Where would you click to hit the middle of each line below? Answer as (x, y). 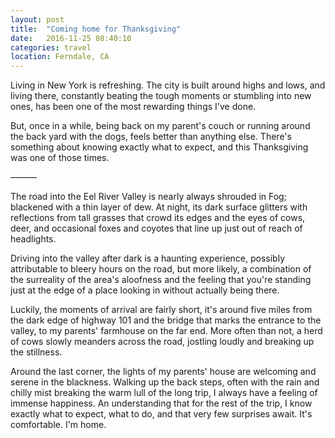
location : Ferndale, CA (60, 57)
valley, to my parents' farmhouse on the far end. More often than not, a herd (166, 331)
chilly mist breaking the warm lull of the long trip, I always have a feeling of (164, 393)
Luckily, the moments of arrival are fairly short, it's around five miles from (161, 310)
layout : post (37, 19)
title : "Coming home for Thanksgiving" (96, 29)
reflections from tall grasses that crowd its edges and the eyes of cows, (158, 218)
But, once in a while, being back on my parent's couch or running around (160, 126)
